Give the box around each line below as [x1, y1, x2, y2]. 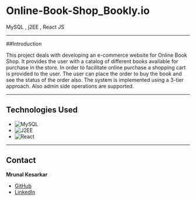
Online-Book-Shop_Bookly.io [6, 4, 150, 18]
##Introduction [6, 40, 42, 47]
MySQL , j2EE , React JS [6, 23, 65, 30]
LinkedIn [14, 188, 36, 195]
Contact [6, 155, 36, 165]
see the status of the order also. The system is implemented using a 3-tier [6, 76, 184, 83]
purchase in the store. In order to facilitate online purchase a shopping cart [6, 64, 186, 71]
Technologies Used [6, 105, 78, 115]
